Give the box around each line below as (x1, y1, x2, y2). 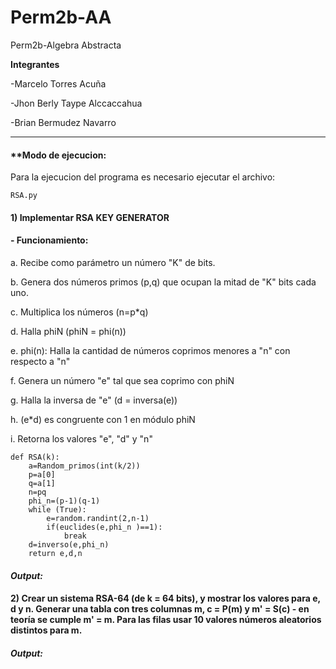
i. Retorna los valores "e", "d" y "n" (10, 432, 153, 445)
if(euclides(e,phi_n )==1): (46, 522, 163, 532)
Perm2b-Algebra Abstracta (10, 39, 122, 51)
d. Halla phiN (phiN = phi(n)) (10, 325, 127, 337)
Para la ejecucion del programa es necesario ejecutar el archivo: (10, 171, 276, 183)
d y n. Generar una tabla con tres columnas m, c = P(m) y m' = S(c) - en (10, 603, 310, 615)
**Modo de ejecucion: (10, 149, 107, 161)
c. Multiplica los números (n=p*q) (10, 306, 149, 318)
